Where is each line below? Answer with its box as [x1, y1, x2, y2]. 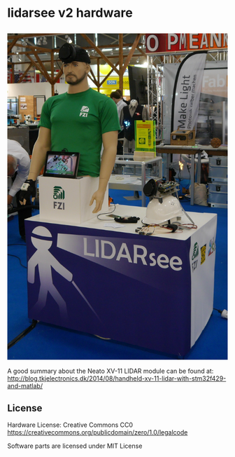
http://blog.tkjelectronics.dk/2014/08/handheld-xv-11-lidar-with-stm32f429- [7, 374, 227, 383]
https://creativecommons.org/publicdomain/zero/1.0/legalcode [7, 428, 188, 437]
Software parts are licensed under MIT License [7, 442, 143, 450]
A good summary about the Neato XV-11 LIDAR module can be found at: [7, 367, 214, 376]
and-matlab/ [7, 382, 43, 390]
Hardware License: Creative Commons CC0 [7, 421, 134, 429]
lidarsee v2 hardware [7, 5, 133, 21]
